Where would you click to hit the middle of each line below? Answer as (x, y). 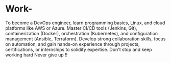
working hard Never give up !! (36, 55)
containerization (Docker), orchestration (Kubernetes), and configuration (82, 33)
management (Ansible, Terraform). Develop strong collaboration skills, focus (86, 39)
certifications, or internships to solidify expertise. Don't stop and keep (79, 49)
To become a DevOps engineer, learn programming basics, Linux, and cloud (85, 23)
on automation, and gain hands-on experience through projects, (72, 44)
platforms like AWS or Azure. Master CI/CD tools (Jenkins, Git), (71, 28)
